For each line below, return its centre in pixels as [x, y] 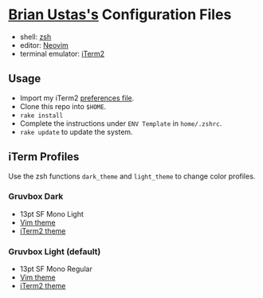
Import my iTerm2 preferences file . [77, 98]
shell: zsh [35, 37]
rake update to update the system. [76, 131]
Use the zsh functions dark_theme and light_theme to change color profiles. [132, 176]
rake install [41, 116]
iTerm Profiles [44, 157]
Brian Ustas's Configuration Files [120, 15]
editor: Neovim [44, 45]
